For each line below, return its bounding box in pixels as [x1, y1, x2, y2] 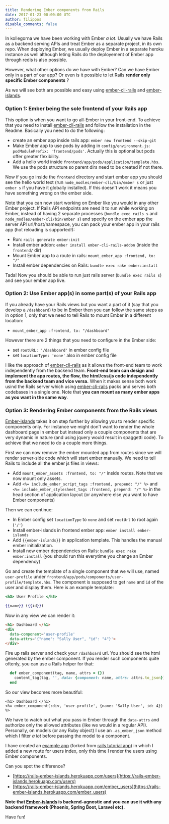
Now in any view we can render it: [5, 612, 75, 618]
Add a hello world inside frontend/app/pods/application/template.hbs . [12, 159, 160, 165]
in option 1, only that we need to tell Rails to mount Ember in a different [5, 312, 151, 318]
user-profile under [5, 574, 46, 580]
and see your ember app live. [5, 277, 66, 283]
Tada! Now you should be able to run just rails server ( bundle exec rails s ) [5, 272, 162, 278]
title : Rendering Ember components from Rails [5, 7, 105, 13]
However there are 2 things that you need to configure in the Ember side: [5, 337, 156, 343]
